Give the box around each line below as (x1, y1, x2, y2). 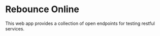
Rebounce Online (5, 4, 80, 15)
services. (5, 25, 24, 31)
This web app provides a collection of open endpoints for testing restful (5, 20, 155, 26)
